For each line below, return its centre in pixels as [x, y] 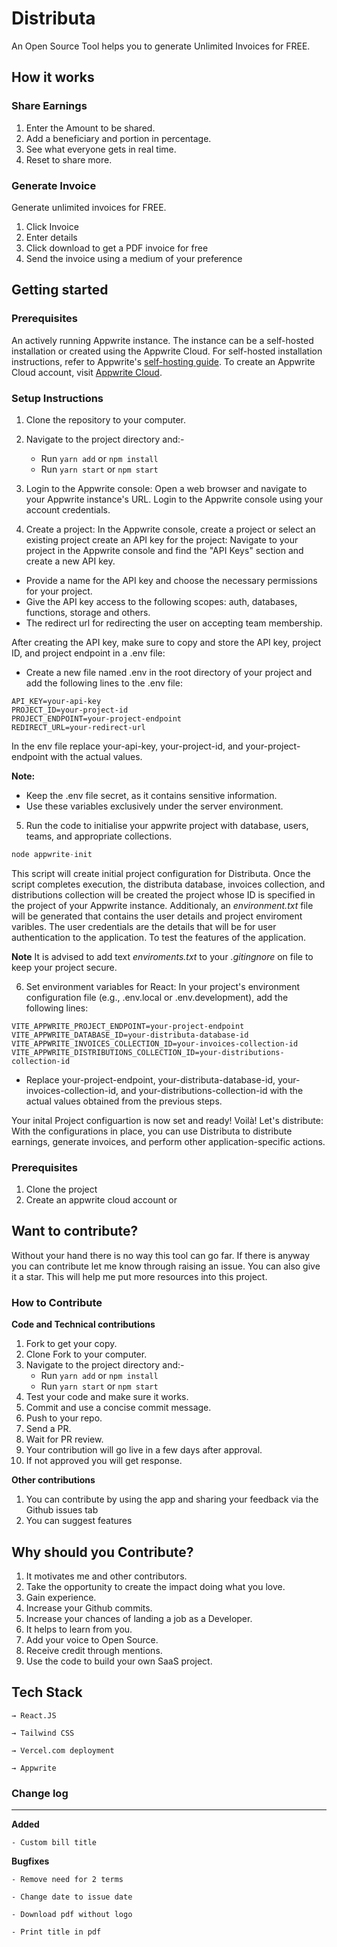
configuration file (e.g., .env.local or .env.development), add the [157, 997]
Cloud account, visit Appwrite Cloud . [87, 372]
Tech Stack [47, 1692]
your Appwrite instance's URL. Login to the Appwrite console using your [174, 499]
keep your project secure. [64, 967]
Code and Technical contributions [83, 1324]
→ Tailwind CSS [43, 1733]
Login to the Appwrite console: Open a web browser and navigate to [166, 488]
